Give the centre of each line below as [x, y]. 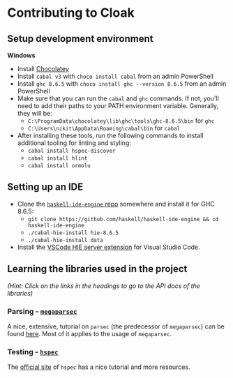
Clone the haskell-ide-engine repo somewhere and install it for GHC [116, 204]
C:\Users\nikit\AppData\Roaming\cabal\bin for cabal [104, 128]
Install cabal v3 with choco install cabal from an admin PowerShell [115, 76]
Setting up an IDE [45, 187]
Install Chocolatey [43, 69]
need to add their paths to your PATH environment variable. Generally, [118, 106]
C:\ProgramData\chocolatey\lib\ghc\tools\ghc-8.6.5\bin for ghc [121, 121]
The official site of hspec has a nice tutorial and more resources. [99, 367]
